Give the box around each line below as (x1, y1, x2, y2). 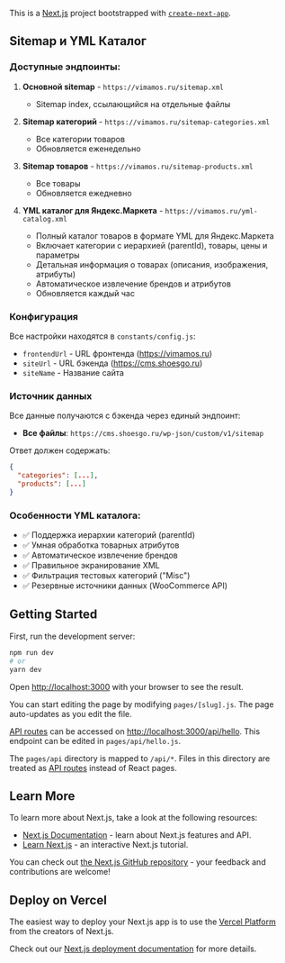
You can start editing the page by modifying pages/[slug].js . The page (9, 698, 274, 710)
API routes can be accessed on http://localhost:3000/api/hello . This (9, 725, 261, 737)
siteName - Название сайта (22, 367, 124, 377)
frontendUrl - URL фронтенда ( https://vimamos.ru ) (22, 348, 213, 359)
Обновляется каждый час (35, 287, 135, 298)
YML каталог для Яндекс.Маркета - (22, 204, 164, 215)
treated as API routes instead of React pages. (9, 762, 177, 773)
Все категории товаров (35, 133, 126, 144)
